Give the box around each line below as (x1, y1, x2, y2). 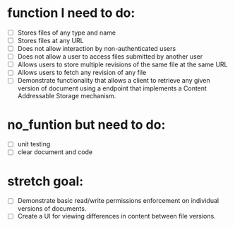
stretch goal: (7, 173, 84, 189)
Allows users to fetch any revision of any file (17, 69, 147, 77)
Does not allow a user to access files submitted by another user (17, 52, 203, 61)
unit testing (17, 140, 51, 149)
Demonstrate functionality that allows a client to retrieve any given (17, 76, 210, 85)
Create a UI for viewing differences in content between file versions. (17, 212, 217, 221)
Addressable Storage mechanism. (17, 92, 116, 100)
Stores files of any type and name (17, 28, 116, 37)
